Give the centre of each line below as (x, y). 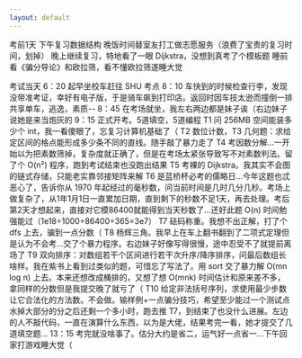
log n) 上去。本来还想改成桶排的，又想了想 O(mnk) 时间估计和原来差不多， (147, 277)
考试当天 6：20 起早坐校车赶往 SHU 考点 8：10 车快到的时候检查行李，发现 (148, 85)
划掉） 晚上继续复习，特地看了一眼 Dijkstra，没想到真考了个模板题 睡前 (156, 56)
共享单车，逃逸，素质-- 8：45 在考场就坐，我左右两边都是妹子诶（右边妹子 (148, 108)
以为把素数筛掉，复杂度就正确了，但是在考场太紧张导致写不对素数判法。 (151, 153)
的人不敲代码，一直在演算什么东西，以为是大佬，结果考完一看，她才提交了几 (151, 322)
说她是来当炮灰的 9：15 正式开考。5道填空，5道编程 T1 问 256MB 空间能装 (147, 120)
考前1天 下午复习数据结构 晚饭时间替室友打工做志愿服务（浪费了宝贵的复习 (147, 44)
